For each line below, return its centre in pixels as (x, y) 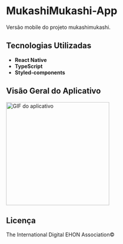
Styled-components (40, 72)
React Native (31, 60)
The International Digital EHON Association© (60, 235)
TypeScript (29, 66)
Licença (21, 220)
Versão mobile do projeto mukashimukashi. (58, 27)
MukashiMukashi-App (62, 11)
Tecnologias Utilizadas (49, 46)
